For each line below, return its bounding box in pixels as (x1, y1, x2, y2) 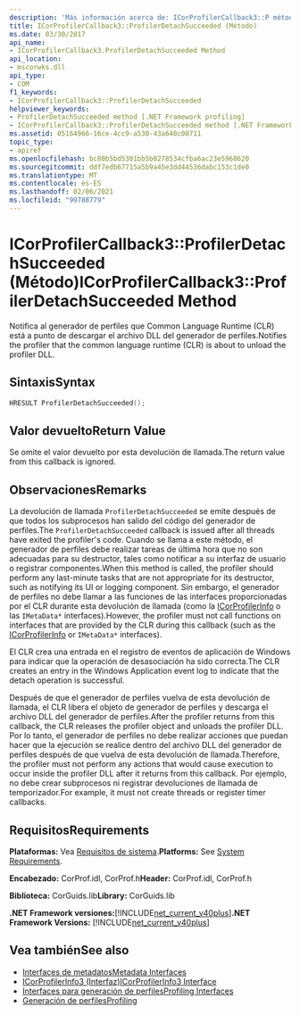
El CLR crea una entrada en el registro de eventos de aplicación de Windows (9, 646, 291, 657)
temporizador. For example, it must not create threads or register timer (9, 787, 266, 798)
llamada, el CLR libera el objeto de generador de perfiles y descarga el (9, 702, 269, 712)
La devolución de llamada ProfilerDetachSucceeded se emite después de (9, 506, 277, 517)
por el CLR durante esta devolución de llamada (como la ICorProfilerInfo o (9, 601, 281, 611)
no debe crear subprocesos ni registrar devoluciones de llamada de (9, 778, 259, 788)
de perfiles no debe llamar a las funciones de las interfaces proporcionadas (9, 591, 287, 603)
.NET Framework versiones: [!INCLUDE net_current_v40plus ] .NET (9, 907, 251, 918)
